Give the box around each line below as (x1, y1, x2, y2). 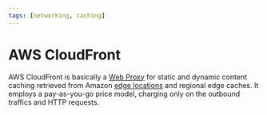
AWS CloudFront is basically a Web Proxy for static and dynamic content (8, 72, 248, 82)
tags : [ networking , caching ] (8, 11, 106, 20)
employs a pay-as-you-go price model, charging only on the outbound (8, 89, 241, 98)
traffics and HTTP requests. (8, 97, 100, 107)
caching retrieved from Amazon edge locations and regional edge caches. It (8, 80, 259, 90)
